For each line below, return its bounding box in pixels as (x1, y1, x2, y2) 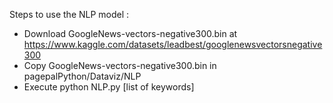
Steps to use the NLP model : (9, 9, 130, 20)
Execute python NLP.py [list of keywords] (23, 81, 195, 93)
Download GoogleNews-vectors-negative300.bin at (23, 28, 238, 39)
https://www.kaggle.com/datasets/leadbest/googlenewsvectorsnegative (23, 39, 323, 50)
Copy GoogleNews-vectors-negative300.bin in (23, 60, 217, 71)
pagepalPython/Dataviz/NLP (23, 70, 142, 82)
